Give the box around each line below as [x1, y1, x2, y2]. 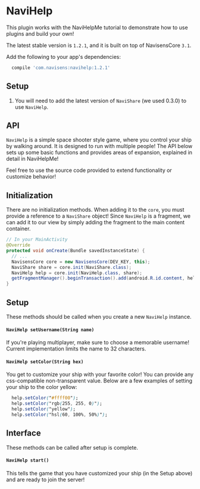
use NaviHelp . [14, 103, 49, 111]
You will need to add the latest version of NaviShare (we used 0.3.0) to [14, 97, 186, 104]
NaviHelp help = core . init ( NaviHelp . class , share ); [11, 269, 143, 276]
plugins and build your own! [6, 30, 74, 37]
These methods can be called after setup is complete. [6, 444, 139, 451]
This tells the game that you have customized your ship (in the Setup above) [6, 469, 193, 477]
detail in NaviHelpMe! [6, 155, 59, 162]
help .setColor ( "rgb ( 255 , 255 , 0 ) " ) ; [11, 400, 102, 407]
